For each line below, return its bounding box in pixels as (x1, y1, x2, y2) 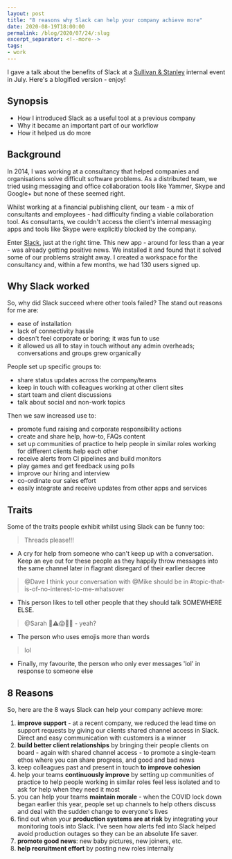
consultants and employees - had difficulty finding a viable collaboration (7, 210, 213, 219)
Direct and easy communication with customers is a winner (17, 733, 186, 742)
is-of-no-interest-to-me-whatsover (24, 585, 125, 593)
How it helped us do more (17, 128, 91, 137)
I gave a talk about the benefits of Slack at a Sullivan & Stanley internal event (7, 67, 226, 76)
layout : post (7, 10, 45, 17)
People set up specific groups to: (7, 362, 102, 371)
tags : (7, 42, 23, 49)
